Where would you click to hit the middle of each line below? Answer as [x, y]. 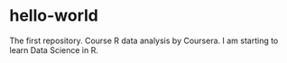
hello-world [54, 16]
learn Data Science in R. [54, 49]
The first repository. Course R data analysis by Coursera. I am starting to [144, 40]
